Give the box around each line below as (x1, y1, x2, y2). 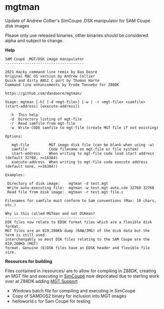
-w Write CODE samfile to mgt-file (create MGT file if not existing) (9, 125, 159, 130)
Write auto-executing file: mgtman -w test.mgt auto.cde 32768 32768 (7, 185, 154, 190)
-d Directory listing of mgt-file (9, 117, 82, 122)
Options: (5, 134, 23, 139)
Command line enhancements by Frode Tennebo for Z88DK (5, 82, 119, 87)
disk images (5, 23, 29, 28)
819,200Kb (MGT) (5, 241, 38, 246)
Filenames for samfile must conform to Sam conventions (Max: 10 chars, (5, 198, 157, 203)
